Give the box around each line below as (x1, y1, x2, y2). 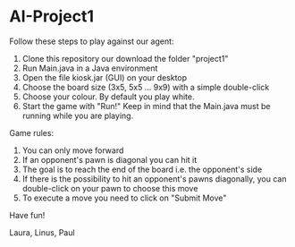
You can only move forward (21, 145, 124, 156)
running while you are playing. (21, 110, 134, 121)
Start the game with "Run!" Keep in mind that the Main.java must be (21, 100, 271, 111)
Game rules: (9, 127, 55, 138)
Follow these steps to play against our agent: (9, 36, 174, 47)
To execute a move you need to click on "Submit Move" (21, 192, 227, 203)
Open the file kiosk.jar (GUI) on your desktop (21, 72, 188, 82)
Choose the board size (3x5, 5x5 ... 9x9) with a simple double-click (21, 81, 270, 92)
